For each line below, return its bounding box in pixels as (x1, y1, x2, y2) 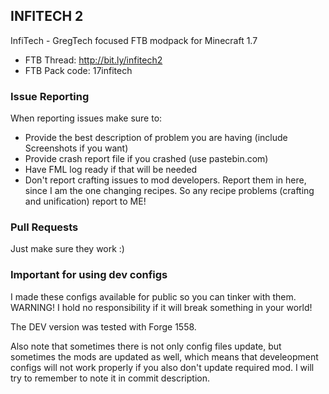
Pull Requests (10, 220, 79, 234)
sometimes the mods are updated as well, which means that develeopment (10, 350, 319, 363)
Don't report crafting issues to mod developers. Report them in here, (24, 174, 307, 186)
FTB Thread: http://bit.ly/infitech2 (24, 54, 163, 66)
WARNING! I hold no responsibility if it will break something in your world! (10, 301, 313, 313)
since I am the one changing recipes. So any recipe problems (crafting (24, 185, 315, 197)
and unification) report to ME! (24, 195, 147, 208)
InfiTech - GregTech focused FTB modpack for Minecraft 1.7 (10, 34, 258, 46)
